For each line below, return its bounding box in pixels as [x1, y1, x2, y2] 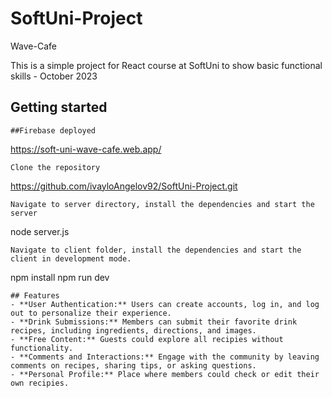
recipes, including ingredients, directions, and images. [10, 325, 257, 336]
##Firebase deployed [10, 125, 97, 136]
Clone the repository [10, 162, 101, 172]
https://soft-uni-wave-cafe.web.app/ [10, 143, 162, 155]
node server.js [10, 225, 70, 237]
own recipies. [10, 378, 70, 388]
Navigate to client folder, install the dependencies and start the [10, 245, 302, 255]
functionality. [10, 343, 74, 353]
